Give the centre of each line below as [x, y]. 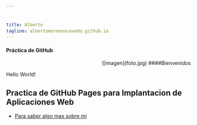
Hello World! [21, 74]
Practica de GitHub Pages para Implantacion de [94, 93]
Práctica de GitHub [30, 50]
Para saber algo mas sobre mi [50, 116]
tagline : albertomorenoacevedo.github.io [57, 31]
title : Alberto [25, 25]
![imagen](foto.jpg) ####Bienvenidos [146, 63]
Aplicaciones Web [40, 102]
